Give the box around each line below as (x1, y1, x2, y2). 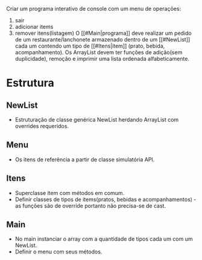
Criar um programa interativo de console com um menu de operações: (6, 5, 181, 12)
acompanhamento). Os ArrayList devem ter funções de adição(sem (14, 49, 183, 56)
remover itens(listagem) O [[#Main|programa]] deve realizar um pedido (14, 29, 192, 37)
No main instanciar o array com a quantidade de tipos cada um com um (14, 235, 193, 243)
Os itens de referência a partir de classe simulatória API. (14, 156, 155, 163)
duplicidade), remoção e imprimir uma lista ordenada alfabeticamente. (14, 55, 190, 62)
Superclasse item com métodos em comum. (14, 189, 125, 196)
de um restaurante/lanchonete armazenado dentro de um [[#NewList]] (14, 36, 191, 43)
